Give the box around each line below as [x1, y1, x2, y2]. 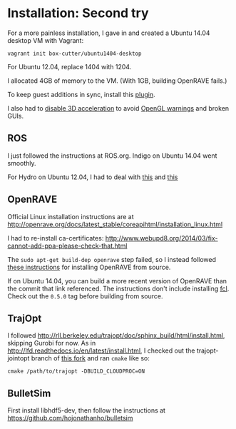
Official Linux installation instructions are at [7, 212, 134, 221]
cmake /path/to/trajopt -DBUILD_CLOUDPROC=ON [7, 368, 145, 375]
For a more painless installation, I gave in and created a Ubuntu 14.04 [7, 29, 210, 37]
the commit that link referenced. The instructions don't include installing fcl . [7, 284, 230, 293]
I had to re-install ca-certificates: [7, 233, 104, 242]
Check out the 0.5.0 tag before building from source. [7, 291, 163, 301]
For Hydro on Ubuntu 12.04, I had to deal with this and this [7, 173, 178, 181]
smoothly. [7, 158, 37, 167]
